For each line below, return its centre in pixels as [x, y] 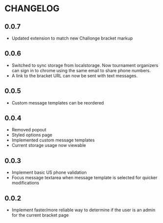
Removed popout [29, 130]
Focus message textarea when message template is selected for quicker [84, 178]
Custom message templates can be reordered [58, 102]
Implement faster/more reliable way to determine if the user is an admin [83, 210]
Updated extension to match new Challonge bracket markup [72, 38]
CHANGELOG [32, 9]
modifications [25, 183]
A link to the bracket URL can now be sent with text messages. [74, 76]
